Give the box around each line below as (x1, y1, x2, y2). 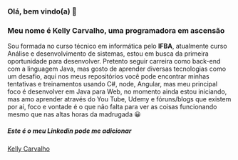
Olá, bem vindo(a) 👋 (7, 6, 77, 16)
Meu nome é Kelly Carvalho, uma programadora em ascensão (7, 25, 225, 35)
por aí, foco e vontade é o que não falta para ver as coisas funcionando (7, 103, 217, 111)
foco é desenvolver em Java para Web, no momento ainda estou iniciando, (7, 87, 227, 96)
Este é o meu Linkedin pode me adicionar (7, 126, 132, 135)
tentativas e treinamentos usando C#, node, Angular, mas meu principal (7, 80, 218, 89)
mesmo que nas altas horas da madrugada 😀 (7, 110, 141, 119)
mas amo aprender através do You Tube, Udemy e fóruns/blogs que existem (7, 95, 232, 104)
